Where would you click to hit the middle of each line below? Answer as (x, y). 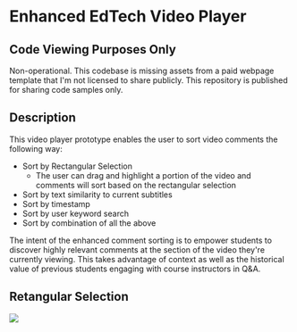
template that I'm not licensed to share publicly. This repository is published (148, 80)
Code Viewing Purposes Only (93, 50)
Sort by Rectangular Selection (77, 166)
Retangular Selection (69, 297)
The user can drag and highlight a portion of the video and (144, 175)
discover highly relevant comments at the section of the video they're (137, 249)
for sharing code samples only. (66, 90)
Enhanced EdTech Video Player (128, 17)
